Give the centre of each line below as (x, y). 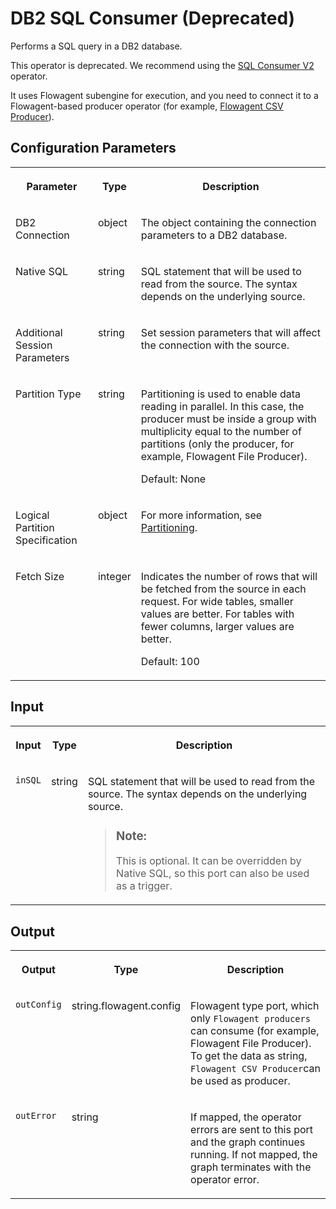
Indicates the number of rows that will (229, 576)
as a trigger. (144, 886)
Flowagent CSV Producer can (255, 1069)
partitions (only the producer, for (217, 444)
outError (36, 1116)
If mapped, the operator (246, 1117)
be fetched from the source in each (223, 589)
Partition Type (48, 394)
